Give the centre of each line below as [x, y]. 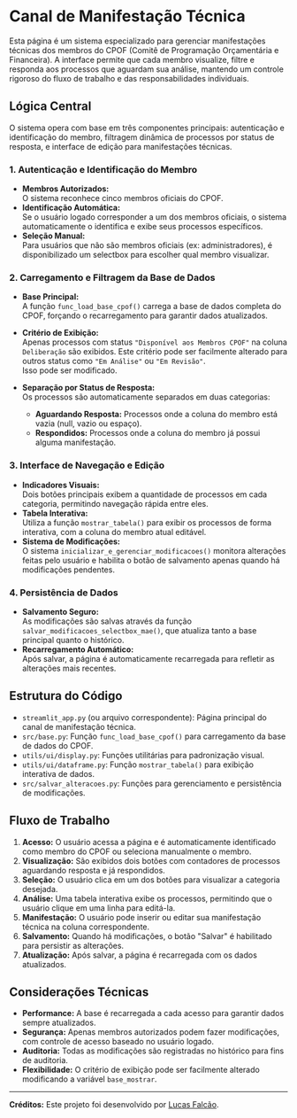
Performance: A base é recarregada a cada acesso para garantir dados [153, 1013]
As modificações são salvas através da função [107, 621]
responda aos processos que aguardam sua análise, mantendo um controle [147, 69]
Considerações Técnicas [79, 992]
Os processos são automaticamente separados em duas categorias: [146, 397]
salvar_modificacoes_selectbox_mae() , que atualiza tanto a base [139, 630]
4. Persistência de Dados [64, 593]
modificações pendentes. [68, 570]
